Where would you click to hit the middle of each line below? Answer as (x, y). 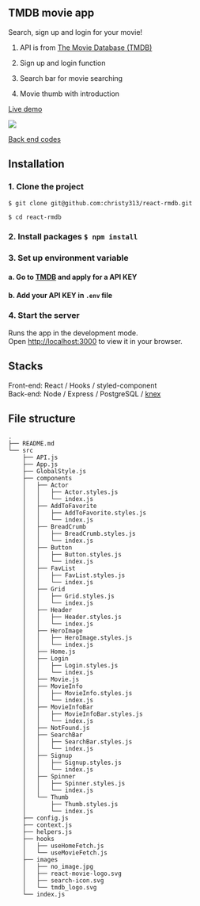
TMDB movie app (51, 13)
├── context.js (47, 825)
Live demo (25, 109)
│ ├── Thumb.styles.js (70, 805)
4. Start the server (44, 315)
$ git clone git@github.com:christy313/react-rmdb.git (100, 203)
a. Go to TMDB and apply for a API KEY (73, 277)
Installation (36, 164)
